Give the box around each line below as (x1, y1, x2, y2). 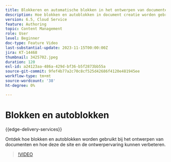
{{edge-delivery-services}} (5, 126, 63, 132)
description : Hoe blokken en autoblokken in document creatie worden (5, 12, 156, 17)
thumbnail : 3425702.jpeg (5, 54, 58, 60)
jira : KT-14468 (5, 50, 38, 55)
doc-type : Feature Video (5, 41, 58, 46)
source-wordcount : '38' (5, 78, 56, 83)
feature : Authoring (5, 21, 47, 27)
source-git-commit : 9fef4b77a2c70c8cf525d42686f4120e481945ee (5, 69, 140, 74)
